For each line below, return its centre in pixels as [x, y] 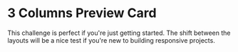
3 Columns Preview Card [82, 13]
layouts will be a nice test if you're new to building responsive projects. [111, 40]
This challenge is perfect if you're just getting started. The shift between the [119, 33]
